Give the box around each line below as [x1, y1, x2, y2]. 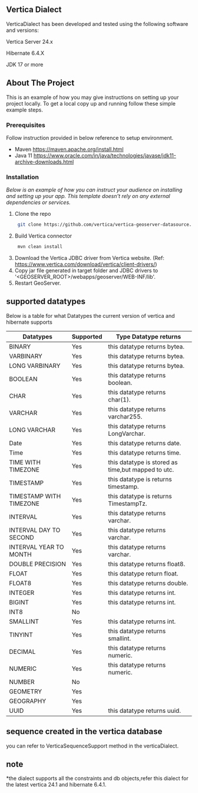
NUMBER [9, 677, 35, 686]
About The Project [6, 78, 75, 88]
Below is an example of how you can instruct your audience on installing [6, 186, 183, 193]
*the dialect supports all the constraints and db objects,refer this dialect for [6, 775, 189, 782]
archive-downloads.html [14, 158, 74, 165]
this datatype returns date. [108, 439, 181, 447]
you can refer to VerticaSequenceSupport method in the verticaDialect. [6, 742, 179, 749]
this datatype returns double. [108, 579, 189, 587]
